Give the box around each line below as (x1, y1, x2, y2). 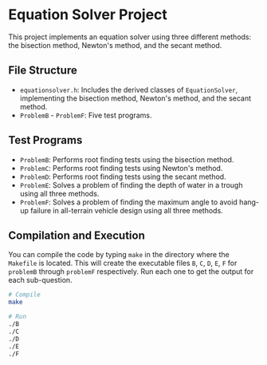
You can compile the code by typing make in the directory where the (8, 250, 230, 260)
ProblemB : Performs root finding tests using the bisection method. (19, 154, 234, 165)
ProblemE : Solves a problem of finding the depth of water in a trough (19, 180, 243, 189)
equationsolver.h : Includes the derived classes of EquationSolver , (19, 85, 238, 94)
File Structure (8, 64, 77, 77)
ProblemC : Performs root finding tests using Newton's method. (19, 163, 223, 173)
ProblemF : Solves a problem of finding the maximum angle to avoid (19, 197, 238, 207)
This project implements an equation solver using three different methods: (8, 32, 252, 42)
